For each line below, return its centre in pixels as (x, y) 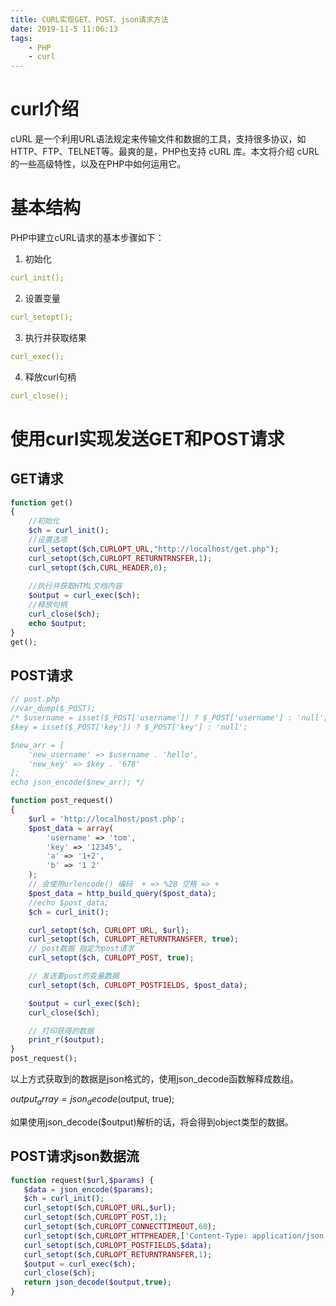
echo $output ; (57, 623)
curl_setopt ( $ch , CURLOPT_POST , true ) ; (111, 958)
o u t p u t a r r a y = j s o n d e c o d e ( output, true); (92, 1100)
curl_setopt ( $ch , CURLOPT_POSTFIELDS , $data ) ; (118, 1245)
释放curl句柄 (50, 377)
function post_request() (62, 801)
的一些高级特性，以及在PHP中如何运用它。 (98, 164)
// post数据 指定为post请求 (81, 949)
